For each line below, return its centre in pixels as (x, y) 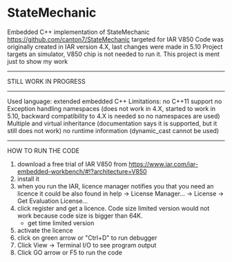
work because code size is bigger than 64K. (80, 216)
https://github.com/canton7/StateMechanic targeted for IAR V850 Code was (116, 39)
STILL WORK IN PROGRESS (47, 81)
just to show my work (38, 61)
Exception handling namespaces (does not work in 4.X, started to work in (112, 108)
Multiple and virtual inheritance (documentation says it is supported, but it (112, 123)
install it (28, 179)
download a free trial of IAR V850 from (72, 164)
